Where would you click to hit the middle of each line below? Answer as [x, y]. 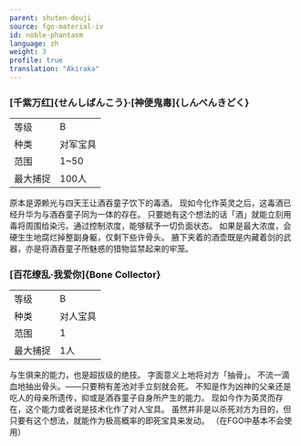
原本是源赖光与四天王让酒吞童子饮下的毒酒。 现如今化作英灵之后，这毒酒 [146, 203]
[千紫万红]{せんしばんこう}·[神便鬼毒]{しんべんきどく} [130, 102]
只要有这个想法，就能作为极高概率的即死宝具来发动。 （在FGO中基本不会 [147, 420]
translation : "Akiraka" [55, 69]
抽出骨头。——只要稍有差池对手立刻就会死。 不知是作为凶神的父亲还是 [158, 387]
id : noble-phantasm [47, 35]
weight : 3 [28, 52]
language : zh [34, 43]
